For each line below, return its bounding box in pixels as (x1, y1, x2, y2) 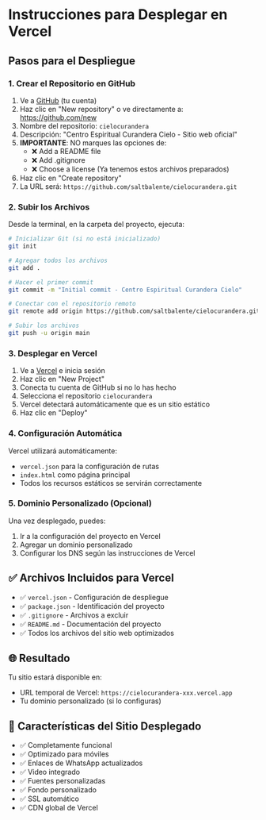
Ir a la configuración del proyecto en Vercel (19, 531, 161, 541)
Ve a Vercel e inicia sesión (19, 366, 105, 375)
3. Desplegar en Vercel (8, 348, 97, 359)
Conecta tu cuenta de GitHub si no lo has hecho (19, 383, 177, 392)
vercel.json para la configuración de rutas (19, 461, 160, 471)
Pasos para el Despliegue (8, 54, 136, 67)
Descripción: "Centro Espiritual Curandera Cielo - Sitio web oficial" (19, 129, 237, 139)
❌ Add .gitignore (31, 155, 85, 164)
